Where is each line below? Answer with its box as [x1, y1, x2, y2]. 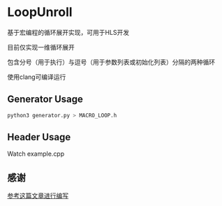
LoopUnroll [7, 4, 73, 20]
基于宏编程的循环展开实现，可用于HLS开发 [7, 28, 130, 36]
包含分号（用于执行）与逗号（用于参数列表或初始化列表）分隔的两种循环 [7, 57, 215, 66]
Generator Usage [7, 94, 84, 105]
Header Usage [7, 131, 71, 143]
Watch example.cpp [7, 149, 65, 158]
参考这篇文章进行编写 [7, 191, 68, 200]
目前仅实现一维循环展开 [7, 43, 75, 51]
